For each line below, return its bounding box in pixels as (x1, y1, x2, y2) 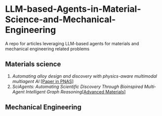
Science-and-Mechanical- (5, 14, 116, 25)
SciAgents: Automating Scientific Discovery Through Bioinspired (12, 84, 143, 89)
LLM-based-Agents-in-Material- (5, 3, 141, 15)
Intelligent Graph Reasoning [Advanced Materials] (25, 88, 126, 94)
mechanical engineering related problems (5, 46, 90, 52)
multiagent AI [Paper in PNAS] (12, 78, 74, 84)
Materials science (5, 60, 61, 68)
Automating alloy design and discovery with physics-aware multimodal (12, 73, 158, 79)
